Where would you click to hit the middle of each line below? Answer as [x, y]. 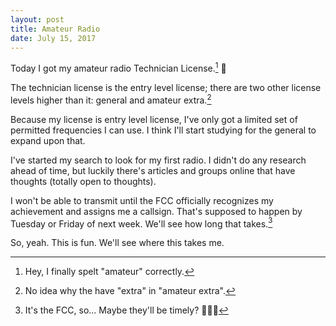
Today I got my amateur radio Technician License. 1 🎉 [118, 68]
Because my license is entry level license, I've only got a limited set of [154, 119]
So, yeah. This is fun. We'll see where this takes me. [117, 243]
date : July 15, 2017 [53, 38]
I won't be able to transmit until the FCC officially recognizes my [142, 200]
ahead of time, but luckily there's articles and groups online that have [153, 170]
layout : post [37, 19]
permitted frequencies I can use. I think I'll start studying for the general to [163, 130]
